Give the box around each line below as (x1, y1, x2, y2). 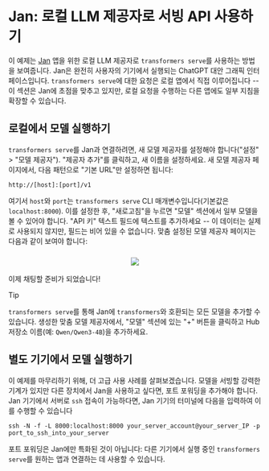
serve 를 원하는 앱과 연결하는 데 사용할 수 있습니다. (8, 454, 166, 464)
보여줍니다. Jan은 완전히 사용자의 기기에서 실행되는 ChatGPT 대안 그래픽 (16, 65, 245, 75)
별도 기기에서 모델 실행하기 (8, 353, 132, 366)
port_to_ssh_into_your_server (8, 428, 110, 437)
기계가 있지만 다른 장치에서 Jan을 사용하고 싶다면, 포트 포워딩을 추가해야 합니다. (8, 386, 259, 395)
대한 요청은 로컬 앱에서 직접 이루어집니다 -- (124, 76, 259, 85)
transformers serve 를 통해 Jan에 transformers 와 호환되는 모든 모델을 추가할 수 (8, 307, 261, 316)
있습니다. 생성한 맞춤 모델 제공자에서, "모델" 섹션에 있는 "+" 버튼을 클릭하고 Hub (8, 317, 260, 327)
